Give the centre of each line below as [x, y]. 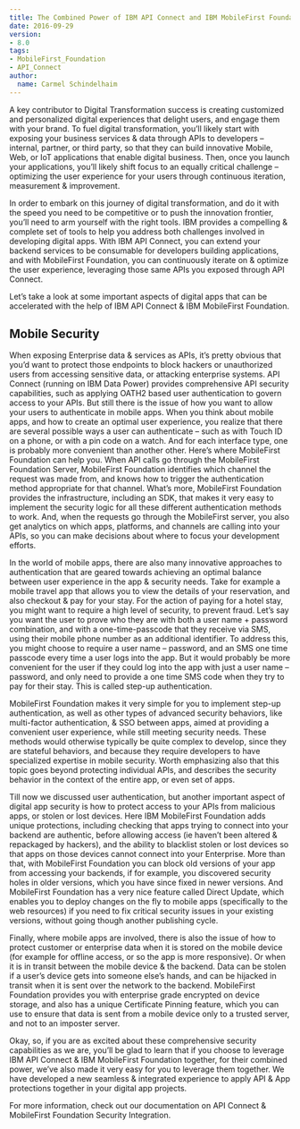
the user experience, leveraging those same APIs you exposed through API [147, 269]
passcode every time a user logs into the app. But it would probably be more [150, 658]
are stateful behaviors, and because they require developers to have [135, 751]
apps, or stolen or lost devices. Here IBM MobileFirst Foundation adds [137, 816]
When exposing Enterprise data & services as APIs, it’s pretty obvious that [145, 355]
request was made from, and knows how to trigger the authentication [137, 479]
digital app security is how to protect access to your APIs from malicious [142, 807]
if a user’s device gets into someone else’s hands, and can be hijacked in [143, 976]
